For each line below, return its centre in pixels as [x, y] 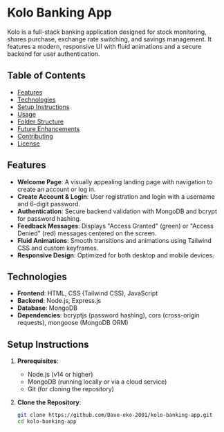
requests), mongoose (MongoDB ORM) [73, 323]
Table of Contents [47, 76]
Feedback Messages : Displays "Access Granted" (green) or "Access [115, 226]
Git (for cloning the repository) [71, 389]
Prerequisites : [38, 361]
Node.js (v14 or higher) [60, 375]
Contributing [35, 136]
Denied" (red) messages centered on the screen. [87, 233]
